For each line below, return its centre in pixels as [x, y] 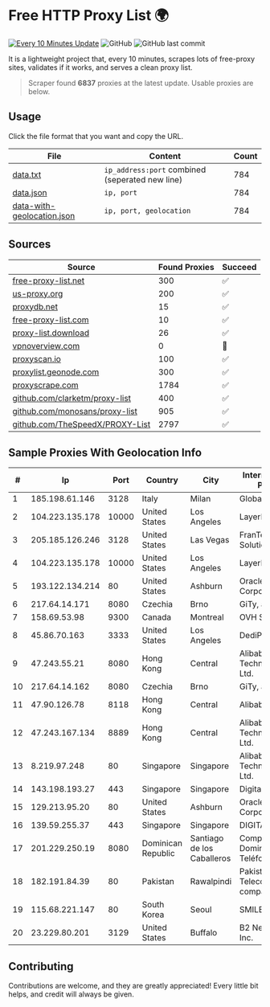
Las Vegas [210, 540]
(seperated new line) [143, 179]
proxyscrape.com [45, 385]
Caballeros [211, 858]
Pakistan [158, 882]
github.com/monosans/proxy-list [75, 411]
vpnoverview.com [46, 346]
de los [202, 849]
